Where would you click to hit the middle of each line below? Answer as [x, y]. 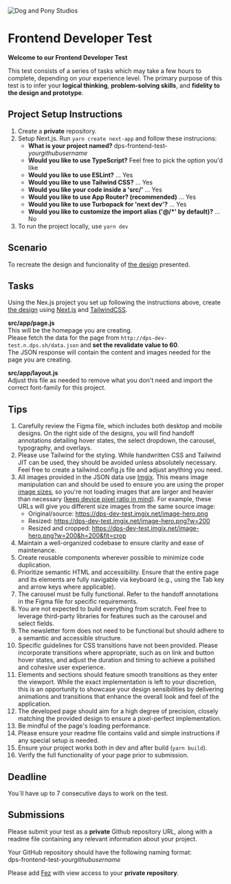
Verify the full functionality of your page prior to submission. [103, 755]
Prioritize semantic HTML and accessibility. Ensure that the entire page [118, 572]
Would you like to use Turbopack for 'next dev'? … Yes [107, 204]
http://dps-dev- [144, 338]
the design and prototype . [46, 92]
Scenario [27, 248]
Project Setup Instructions [65, 115]
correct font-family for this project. [57, 388]
